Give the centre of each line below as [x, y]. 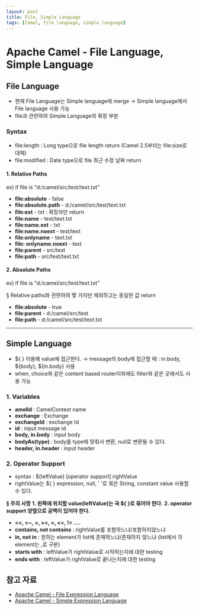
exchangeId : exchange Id [46, 422]
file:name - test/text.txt [43, 218]
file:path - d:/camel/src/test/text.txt [58, 319]
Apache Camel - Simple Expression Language [71, 601]
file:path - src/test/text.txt [47, 256]
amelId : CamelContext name [50, 409]
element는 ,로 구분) [37, 544]
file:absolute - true [38, 307]
